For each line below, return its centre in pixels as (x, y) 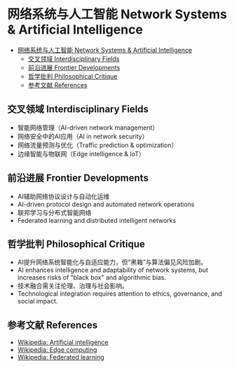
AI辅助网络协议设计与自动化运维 (63, 196)
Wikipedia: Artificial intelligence (63, 342)
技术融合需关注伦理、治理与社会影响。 (73, 286)
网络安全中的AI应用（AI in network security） (83, 136)
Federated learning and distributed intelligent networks (97, 220)
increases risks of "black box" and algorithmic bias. (92, 278)
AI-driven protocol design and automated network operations (106, 204)
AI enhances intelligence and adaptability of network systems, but (113, 270)
